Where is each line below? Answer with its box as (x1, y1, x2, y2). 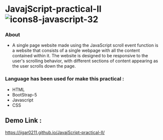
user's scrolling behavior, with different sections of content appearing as (12, 58, 159, 64)
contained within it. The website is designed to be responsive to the (12, 53, 148, 59)
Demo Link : (5, 117, 42, 125)
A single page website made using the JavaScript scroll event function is (12, 43, 159, 48)
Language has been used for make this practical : (5, 75, 124, 82)
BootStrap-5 (12, 92, 38, 97)
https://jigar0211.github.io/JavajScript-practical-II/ (5, 129, 105, 135)
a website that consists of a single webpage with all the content (12, 47, 140, 53)
